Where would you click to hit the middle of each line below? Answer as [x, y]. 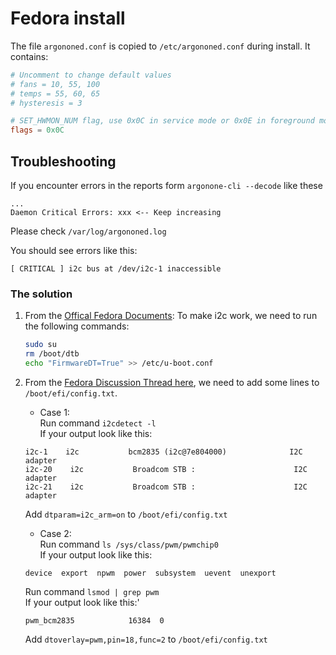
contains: [29, 56]
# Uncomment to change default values [91, 75]
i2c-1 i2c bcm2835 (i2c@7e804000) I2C [163, 452]
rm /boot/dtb [52, 354]
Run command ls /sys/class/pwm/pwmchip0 [129, 544]
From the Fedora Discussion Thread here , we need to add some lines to [172, 382]
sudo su [40, 345]
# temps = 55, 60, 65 [55, 93]
